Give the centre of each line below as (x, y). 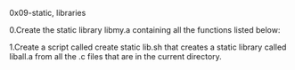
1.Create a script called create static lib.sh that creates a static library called (148, 47)
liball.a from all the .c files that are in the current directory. (116, 56)
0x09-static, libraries (48, 13)
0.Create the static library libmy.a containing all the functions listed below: (145, 30)
